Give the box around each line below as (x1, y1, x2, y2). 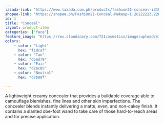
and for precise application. (5, 113, 61, 119)
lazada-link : (5, 7, 32, 12)
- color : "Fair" (14, 61, 47, 66)
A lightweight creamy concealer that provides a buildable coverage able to (5, 93, 155, 99)
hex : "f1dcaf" (18, 48, 47, 53)
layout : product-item (5, 25, 49, 30)
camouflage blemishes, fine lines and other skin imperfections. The (5, 98, 141, 104)
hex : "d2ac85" (18, 66, 47, 71)
